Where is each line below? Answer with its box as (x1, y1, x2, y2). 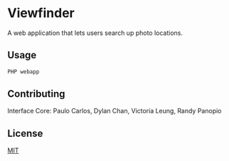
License (7, 127, 43, 140)
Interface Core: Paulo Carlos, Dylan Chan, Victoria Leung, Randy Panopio (7, 107, 222, 115)
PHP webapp (7, 68, 40, 76)
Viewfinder (7, 5, 75, 21)
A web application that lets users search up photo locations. (7, 28, 183, 37)
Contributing (7, 88, 65, 100)
